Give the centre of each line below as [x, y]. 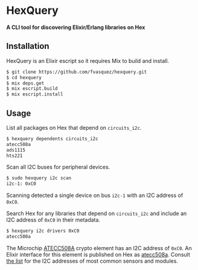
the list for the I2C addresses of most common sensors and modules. [92, 261]
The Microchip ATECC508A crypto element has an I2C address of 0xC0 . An [99, 248]
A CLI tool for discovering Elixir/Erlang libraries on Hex [76, 27]
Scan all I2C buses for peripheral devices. [58, 167]
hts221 [14, 156]
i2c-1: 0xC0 [21, 184]
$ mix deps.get [25, 83]
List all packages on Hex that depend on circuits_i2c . [74, 127]
